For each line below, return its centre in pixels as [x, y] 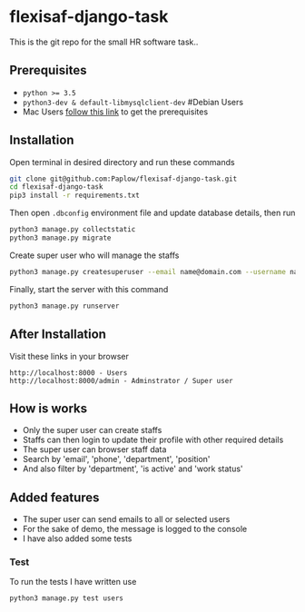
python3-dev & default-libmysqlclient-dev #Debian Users [133, 102]
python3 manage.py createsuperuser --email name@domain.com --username [148, 271]
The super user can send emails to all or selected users [126, 519]
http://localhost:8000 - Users [69, 373]
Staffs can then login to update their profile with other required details [153, 440]
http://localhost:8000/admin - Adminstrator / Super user [121, 380]
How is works [49, 408]
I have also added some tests [77, 538]
